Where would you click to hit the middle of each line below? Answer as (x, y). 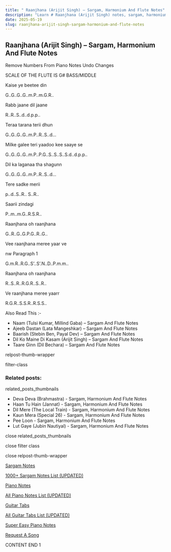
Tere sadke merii (23, 184)
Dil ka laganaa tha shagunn (34, 165)
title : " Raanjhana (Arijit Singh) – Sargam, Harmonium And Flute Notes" (85, 10)
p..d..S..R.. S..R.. (22, 194)
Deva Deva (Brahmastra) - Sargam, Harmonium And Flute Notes (80, 399)
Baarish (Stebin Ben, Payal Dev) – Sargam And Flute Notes (74, 334)
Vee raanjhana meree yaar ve (36, 244)
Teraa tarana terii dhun (29, 125)
